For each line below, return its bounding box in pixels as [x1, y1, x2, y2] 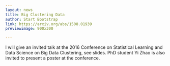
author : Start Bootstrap [5, 17, 58, 22]
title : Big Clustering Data [5, 12, 65, 17]
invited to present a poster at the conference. [5, 55, 100, 61]
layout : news [5, 7, 33, 13]
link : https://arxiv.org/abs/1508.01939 [5, 21, 93, 27]
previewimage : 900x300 [5, 26, 53, 31]
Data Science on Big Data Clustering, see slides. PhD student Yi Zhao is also [5, 50, 165, 56]
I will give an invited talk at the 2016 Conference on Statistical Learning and [5, 44, 163, 50]
